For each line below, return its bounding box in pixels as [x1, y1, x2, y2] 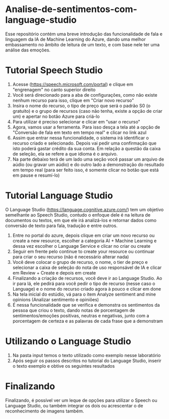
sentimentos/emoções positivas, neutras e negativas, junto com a [12, 312, 149, 318]
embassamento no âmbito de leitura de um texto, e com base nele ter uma [5, 41, 160, 47]
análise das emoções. [5, 47, 50, 53]
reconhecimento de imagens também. [5, 408, 84, 414]
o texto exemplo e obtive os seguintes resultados [12, 363, 115, 369]
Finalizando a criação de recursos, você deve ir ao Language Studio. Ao [12, 275, 162, 281]
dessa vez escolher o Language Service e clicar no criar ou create [12, 243, 151, 249]
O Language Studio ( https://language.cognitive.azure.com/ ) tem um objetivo [5, 206, 164, 213]
